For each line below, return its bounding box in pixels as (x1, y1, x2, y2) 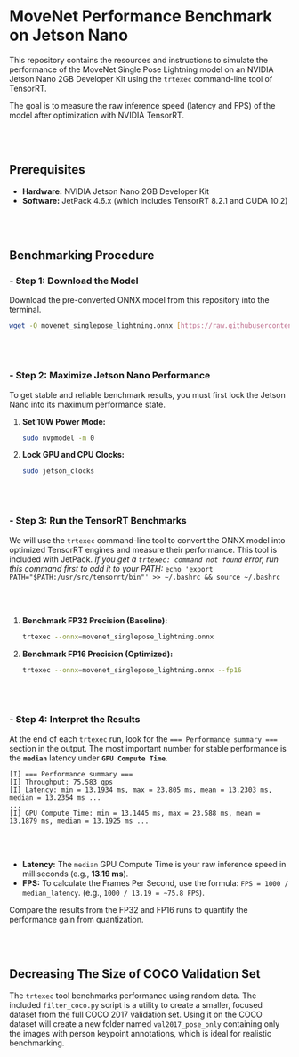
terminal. (9, 305, 42, 315)
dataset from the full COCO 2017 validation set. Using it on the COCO (9, 1009, 263, 1020)
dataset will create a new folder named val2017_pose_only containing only (9, 1018, 280, 1029)
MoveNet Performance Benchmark (9, 6, 272, 27)
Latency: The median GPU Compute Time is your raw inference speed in (21, 858, 287, 869)
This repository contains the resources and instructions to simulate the (9, 54, 269, 65)
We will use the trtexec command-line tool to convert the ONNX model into (9, 534, 286, 545)
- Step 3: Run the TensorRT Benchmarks (9, 515, 187, 527)
